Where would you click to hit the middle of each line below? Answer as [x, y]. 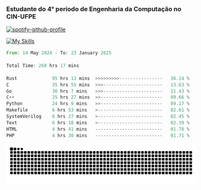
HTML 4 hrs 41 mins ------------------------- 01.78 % [98, 129]
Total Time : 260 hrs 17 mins [43, 66]
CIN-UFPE [21, 16]
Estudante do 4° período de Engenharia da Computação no [94, 9]
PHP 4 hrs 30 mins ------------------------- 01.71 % [98, 135]
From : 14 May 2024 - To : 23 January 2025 [59, 53]
